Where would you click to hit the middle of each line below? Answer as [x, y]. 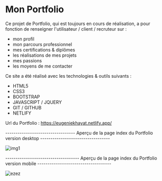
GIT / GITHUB [27, 107]
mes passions [27, 60]
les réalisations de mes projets [45, 55]
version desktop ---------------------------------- [58, 138]
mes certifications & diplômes [44, 50]
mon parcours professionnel [42, 44]
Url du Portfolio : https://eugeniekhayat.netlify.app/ [59, 123]
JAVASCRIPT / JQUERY [37, 102]
